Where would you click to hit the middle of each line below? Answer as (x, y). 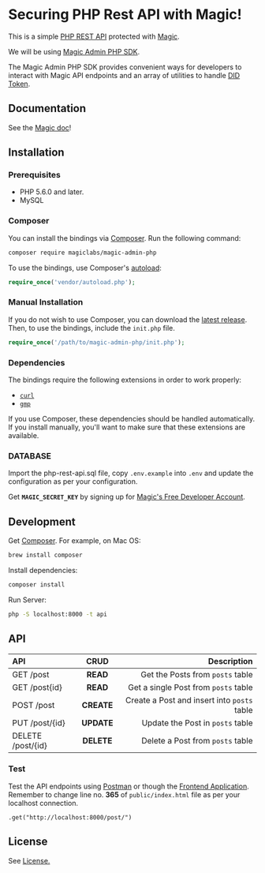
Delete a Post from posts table (197, 740)
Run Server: (28, 599)
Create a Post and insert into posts (189, 700)
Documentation (47, 109)
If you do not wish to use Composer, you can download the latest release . (128, 319)
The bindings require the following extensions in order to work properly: (125, 380)
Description (230, 661)
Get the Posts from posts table (197, 674)
